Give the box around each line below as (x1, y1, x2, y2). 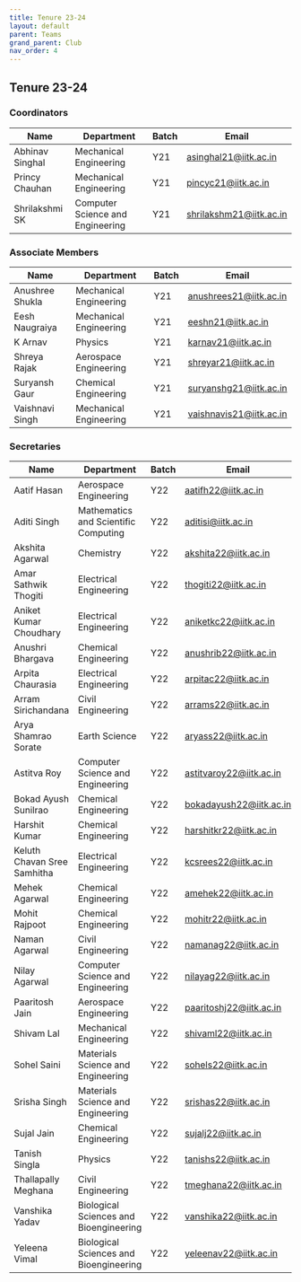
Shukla (13, 295, 43, 308)
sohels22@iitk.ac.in (185, 1058, 268, 1071)
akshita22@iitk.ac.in (185, 547, 271, 559)
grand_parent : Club (9, 38, 82, 48)
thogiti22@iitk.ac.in (185, 578, 267, 591)
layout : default (9, 22, 70, 31)
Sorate (13, 742, 42, 754)
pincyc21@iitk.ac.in (186, 176, 271, 189)
